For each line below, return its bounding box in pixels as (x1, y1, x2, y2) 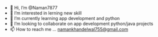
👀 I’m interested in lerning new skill (9, 10, 82, 16)
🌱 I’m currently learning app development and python (9, 15, 120, 21)
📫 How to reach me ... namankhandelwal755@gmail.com (9, 26, 128, 32)
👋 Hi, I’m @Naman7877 (9, 5, 57, 10)
